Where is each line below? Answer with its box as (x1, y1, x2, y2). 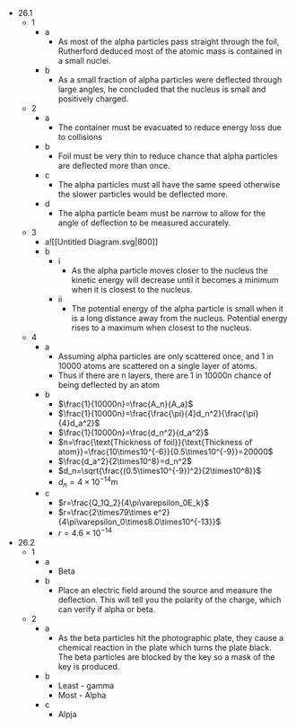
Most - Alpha (57, 690, 107, 701)
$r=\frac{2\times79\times (57, 507, 152, 518)
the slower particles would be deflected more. (57, 189, 229, 199)
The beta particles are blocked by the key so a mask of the (57, 652, 275, 662)
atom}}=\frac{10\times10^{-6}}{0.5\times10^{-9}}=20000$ (57, 446, 274, 457)
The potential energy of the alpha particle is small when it (71, 303, 284, 313)
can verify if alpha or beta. (57, 604, 156, 615)
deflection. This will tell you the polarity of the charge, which (57, 594, 282, 605)
